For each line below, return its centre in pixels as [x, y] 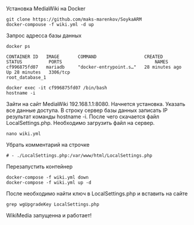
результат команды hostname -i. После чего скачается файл [83, 117]
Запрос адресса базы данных [44, 36]
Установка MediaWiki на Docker [46, 9]
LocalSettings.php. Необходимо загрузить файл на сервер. [81, 123]
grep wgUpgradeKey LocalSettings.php [53, 204]
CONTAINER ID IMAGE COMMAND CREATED [85, 57]
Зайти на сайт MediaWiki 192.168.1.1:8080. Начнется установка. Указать [96, 104]
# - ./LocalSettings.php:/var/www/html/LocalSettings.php [79, 156]
